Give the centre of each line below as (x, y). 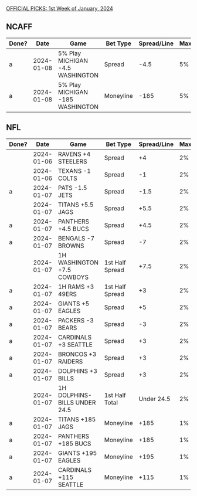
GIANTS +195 (77, 453)
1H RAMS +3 (76, 287)
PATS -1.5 (72, 188)
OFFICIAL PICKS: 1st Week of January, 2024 (60, 9)
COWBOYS (73, 277)
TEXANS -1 (74, 171)
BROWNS (71, 246)
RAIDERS (70, 361)
